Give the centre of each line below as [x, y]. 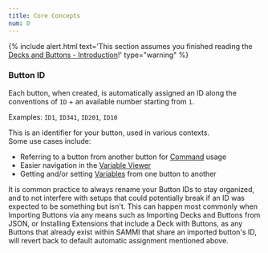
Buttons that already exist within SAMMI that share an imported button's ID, [132, 232]
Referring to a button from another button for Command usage [123, 157]
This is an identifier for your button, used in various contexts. [109, 133]
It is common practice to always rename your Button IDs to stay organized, [132, 189]
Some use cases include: [50, 141]
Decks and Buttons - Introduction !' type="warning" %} [99, 55]
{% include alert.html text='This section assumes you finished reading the [130, 46]
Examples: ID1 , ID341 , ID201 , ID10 [63, 116]
